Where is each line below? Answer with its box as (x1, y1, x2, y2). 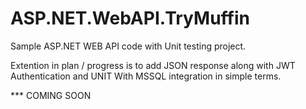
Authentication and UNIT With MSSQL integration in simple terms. (10, 70, 282, 82)
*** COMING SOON (10, 89, 92, 101)
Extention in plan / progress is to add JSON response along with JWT (10, 59, 296, 71)
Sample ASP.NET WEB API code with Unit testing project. (10, 40, 247, 52)
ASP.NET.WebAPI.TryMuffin (10, 7, 250, 30)
